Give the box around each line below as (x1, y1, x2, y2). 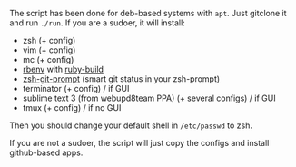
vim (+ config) (22, 44, 76, 55)
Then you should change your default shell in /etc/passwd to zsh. (9, 120, 252, 131)
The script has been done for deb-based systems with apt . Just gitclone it (9, 8, 288, 18)
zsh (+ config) (22, 35, 76, 45)
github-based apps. (9, 147, 84, 158)
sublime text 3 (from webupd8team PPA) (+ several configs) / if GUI (22, 93, 276, 103)
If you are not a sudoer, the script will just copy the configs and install (9, 138, 270, 148)
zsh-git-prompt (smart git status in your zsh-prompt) (22, 74, 221, 84)
